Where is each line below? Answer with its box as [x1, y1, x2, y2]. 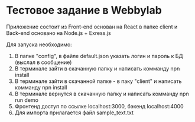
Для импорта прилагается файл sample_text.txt [14, 109, 134, 116]
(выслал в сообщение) [14, 59, 72, 66]
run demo [14, 96, 38, 104]
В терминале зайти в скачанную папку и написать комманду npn [14, 65, 180, 72]
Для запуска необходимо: [6, 41, 72, 48]
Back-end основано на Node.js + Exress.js [6, 29, 111, 36]
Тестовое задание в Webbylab [6, 4, 162, 17]
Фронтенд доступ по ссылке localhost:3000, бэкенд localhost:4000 [14, 102, 184, 110]
